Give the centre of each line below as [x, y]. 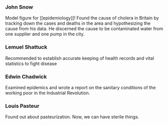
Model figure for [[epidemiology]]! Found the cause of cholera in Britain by [82, 18]
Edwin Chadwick [26, 77]
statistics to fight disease [31, 64]
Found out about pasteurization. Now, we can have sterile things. [72, 117]
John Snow [19, 7]
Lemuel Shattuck [26, 47]
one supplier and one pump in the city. [45, 34]
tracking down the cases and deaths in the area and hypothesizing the [78, 23]
